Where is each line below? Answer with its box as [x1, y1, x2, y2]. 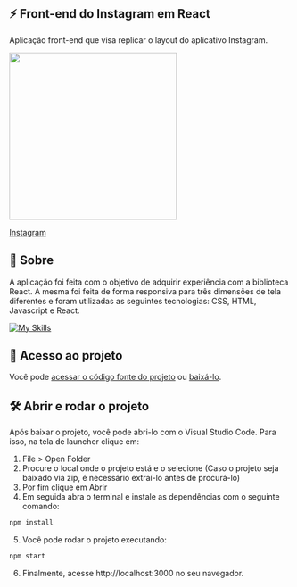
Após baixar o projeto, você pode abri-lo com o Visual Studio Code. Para [9, 426, 276, 438]
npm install [9, 518, 54, 527]
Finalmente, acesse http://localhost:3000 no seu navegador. [21, 568, 244, 578]
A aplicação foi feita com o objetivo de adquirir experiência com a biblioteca [9, 277, 289, 287]
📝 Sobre [9, 252, 54, 269]
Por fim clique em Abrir [21, 482, 108, 492]
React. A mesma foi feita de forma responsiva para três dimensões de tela [9, 285, 282, 296]
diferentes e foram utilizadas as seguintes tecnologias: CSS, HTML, [9, 295, 257, 306]
